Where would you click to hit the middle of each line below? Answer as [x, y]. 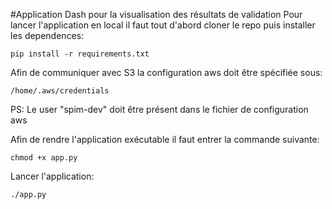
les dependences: [47, 35]
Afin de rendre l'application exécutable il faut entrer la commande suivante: [165, 139]
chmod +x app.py [44, 158]
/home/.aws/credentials [60, 91]
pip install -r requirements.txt [80, 54]
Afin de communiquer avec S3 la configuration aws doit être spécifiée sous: [166, 72]
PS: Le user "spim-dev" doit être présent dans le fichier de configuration [159, 109]
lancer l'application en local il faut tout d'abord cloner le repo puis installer [163, 25]
